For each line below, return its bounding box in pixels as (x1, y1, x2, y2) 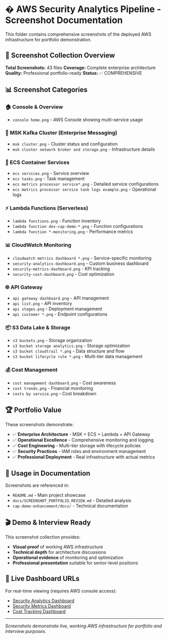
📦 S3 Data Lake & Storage (5, 324, 70, 331)
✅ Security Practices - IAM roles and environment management (12, 448, 146, 454)
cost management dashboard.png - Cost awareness (12, 380, 116, 386)
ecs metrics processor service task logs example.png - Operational (12, 187, 156, 193)
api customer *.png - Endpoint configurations (12, 311, 108, 317)
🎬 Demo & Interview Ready (5, 518, 91, 527)
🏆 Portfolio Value (5, 405, 62, 414)
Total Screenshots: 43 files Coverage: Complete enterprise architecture (5, 65, 156, 71)
